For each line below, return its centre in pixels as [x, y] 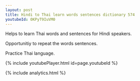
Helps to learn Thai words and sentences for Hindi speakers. [68, 34]
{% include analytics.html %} [36, 73]
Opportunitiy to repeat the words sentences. [51, 44]
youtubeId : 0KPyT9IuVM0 [30, 19]
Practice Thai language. [30, 53]
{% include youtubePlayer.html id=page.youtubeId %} [62, 63]
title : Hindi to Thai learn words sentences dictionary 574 [70, 15]
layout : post [19, 10]
